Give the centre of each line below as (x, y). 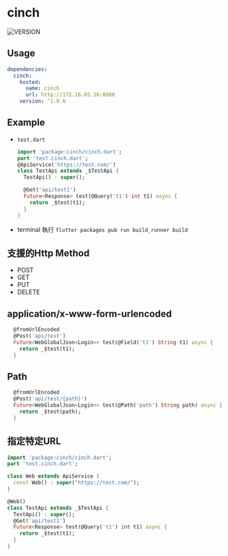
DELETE (28, 292)
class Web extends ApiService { (53, 476)
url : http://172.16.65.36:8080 (70, 95)
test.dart (31, 140)
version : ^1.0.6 (43, 101)
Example (26, 123)
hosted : (30, 82)
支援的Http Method (48, 253)
